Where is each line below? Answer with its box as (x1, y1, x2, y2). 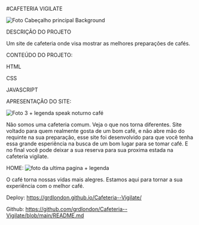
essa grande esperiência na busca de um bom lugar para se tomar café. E (6, 140, 188, 147)
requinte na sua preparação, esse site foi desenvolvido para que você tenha (6, 134, 194, 141)
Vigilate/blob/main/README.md (6, 212, 84, 219)
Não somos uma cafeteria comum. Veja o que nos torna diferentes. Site (6, 121, 182, 128)
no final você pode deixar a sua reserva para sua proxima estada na (6, 147, 173, 153)
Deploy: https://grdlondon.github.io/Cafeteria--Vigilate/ (6, 194, 142, 201)
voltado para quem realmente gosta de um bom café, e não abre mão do (6, 127, 185, 134)
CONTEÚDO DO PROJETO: (6, 51, 73, 59)
